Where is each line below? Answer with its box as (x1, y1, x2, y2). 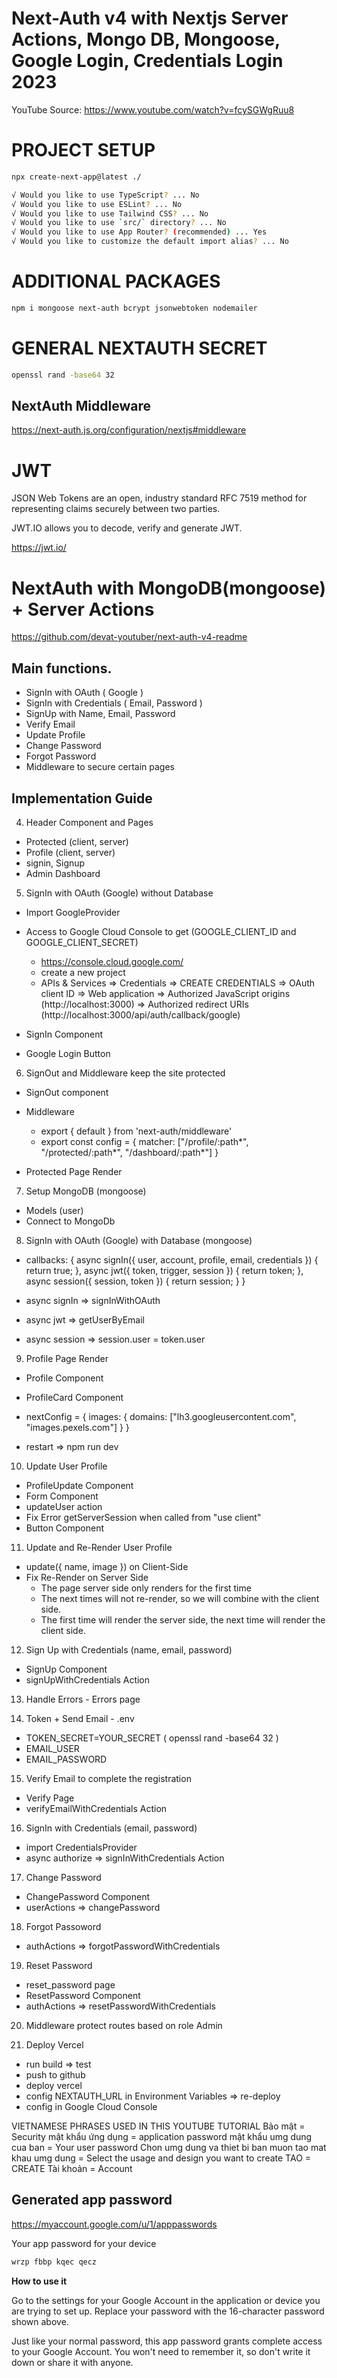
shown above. (11, 2315, 69, 2327)
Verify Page (25, 1792, 75, 1804)
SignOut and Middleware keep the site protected (25, 1067, 226, 1079)
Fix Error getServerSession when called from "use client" (25, 1511, 262, 1523)
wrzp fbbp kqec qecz (11, 2257, 98, 2267)
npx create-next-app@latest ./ (11, 172, 142, 182)
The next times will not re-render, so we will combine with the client (40, 1592, 320, 1604)
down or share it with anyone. (11, 2356, 134, 2368)
